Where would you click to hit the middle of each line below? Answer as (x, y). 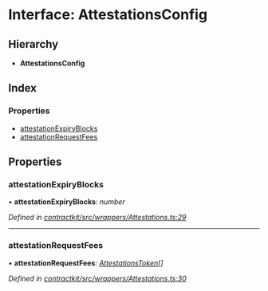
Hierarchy (33, 44)
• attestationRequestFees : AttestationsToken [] (86, 263)
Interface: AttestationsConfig (108, 15)
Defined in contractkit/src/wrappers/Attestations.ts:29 (97, 218)
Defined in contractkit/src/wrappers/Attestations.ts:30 (97, 278)
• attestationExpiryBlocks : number (67, 202)
